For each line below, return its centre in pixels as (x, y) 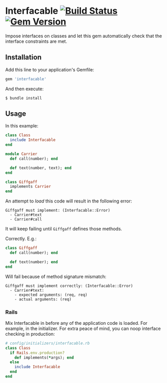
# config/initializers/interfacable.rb (48, 343)
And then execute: (24, 89)
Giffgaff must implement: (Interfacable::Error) (58, 211)
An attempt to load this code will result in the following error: (69, 201)
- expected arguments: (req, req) (51, 295)
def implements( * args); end (44, 358)
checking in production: (30, 334)
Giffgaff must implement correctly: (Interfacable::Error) (69, 286)
